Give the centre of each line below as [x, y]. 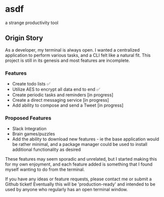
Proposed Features [28, 118]
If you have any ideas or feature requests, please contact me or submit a [79, 179]
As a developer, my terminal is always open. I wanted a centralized [72, 50]
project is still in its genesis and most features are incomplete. [68, 60]
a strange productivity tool [32, 23]
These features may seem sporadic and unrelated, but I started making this [81, 159]
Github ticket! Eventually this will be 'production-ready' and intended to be [80, 184]
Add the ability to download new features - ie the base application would [86, 139]
